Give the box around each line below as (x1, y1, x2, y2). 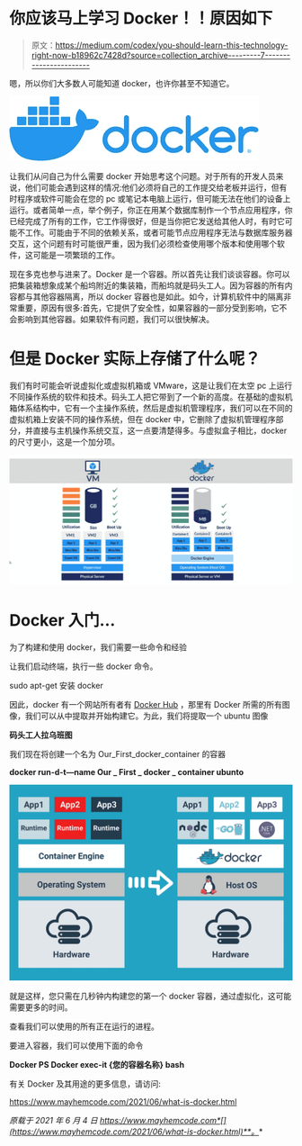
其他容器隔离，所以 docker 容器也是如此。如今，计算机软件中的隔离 (32, 291, 284, 302)
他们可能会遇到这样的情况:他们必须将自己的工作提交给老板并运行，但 (24, 182, 280, 193)
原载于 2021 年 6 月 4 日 (9, 1115, 98, 1126)
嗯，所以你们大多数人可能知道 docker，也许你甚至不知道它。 (9, 77, 235, 88)
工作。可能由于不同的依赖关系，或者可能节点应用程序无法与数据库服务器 (24, 227, 293, 238)
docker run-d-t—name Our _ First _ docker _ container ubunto (9, 766, 244, 777)
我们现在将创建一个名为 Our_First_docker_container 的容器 (9, 748, 226, 759)
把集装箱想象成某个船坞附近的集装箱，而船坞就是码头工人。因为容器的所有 (9, 280, 285, 291)
